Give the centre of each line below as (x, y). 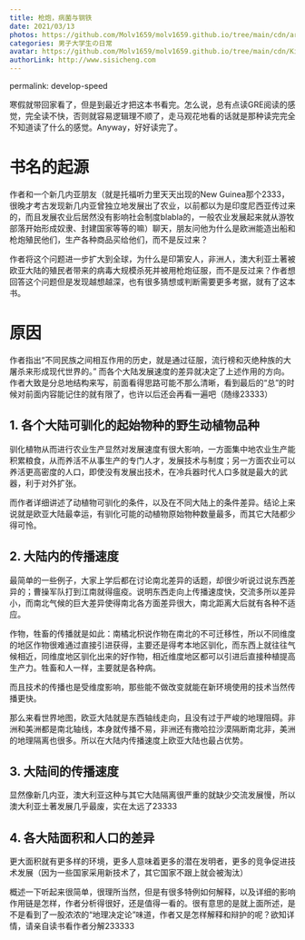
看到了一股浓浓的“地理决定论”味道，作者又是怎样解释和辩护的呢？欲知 (156, 915)
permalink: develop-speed (59, 86)
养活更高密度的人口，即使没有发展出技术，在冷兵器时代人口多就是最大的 (144, 471)
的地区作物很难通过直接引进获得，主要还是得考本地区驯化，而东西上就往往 (148, 645)
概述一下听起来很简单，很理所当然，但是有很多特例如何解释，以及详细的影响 (152, 892)
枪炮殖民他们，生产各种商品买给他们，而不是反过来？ (109, 239)
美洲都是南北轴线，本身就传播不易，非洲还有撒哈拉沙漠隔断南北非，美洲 (160, 728)
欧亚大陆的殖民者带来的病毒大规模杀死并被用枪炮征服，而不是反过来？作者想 (152, 270)
